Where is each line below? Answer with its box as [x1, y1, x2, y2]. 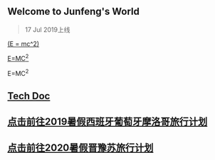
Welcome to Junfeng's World [7, 6, 140, 18]
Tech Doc [7, 90, 51, 102]
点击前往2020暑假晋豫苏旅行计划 [7, 142, 154, 154]
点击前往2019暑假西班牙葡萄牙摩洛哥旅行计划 [7, 115, 208, 127]
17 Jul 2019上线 [24, 25, 70, 34]
